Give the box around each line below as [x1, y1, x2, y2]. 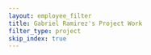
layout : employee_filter [8, 11, 92, 20]
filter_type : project [8, 27, 82, 35]
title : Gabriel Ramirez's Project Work [8, 19, 143, 27]
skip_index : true [8, 34, 67, 43]
